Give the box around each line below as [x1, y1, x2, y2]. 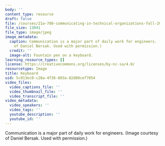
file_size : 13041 [5, 25, 41, 30]
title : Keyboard [5, 71, 38, 76]
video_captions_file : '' [9, 84, 60, 90]
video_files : [5, 80, 32, 85]
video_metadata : [5, 98, 38, 103]
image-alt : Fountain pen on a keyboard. [9, 52, 93, 58]
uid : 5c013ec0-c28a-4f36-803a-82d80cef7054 [5, 75, 96, 80]
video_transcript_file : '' [9, 94, 65, 98]
